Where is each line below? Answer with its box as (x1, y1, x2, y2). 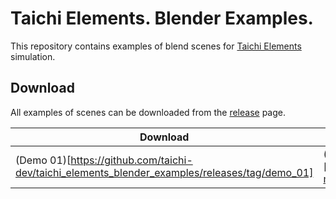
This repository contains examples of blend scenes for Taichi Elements (10, 40, 302, 52)
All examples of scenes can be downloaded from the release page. (10, 106, 286, 118)
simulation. (10, 50, 56, 62)
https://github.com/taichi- (70, 153, 193, 167)
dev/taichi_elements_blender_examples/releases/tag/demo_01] (15, 165, 314, 179)
